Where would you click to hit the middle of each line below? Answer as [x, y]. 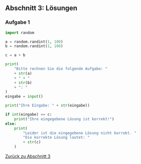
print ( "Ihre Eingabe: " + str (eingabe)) [48, 106]
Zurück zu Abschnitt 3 [28, 157]
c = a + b [15, 55]
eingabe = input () [24, 96]
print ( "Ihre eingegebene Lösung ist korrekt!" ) [64, 119]
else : [11, 124]
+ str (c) [32, 142]
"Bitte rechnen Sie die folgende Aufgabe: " [61, 69]
